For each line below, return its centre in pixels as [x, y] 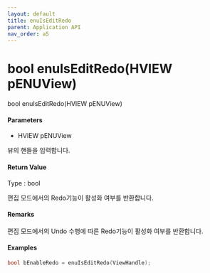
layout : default [31, 14]
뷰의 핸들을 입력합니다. [39, 151]
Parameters [25, 120]
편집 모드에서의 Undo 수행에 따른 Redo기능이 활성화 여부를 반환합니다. [106, 231]
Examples [22, 248]
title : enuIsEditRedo [40, 21]
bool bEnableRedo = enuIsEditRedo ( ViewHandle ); [79, 263]
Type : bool [24, 183]
